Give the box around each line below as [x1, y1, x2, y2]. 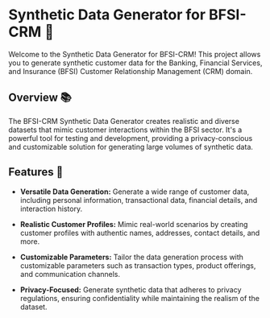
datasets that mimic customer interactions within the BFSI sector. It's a [8, 125, 243, 134]
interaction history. [19, 204, 83, 213]
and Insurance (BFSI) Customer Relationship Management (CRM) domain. [8, 66, 253, 76]
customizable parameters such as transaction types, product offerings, [19, 260, 256, 271]
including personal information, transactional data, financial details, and [19, 195, 258, 204]
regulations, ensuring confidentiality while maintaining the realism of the [19, 293, 260, 303]
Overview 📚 [8, 91, 73, 105]
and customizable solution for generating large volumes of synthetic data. [8, 142, 254, 151]
